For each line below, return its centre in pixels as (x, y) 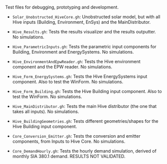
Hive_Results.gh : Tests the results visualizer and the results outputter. (84, 32)
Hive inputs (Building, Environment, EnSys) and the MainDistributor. (82, 22)
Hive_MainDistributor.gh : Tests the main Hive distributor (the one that (84, 106)
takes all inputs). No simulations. (46, 112)
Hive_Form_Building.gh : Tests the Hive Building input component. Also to (87, 91)
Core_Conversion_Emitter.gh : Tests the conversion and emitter (76, 136)
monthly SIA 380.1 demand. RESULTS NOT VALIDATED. (69, 156)
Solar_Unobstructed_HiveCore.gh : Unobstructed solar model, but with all (86, 17)
